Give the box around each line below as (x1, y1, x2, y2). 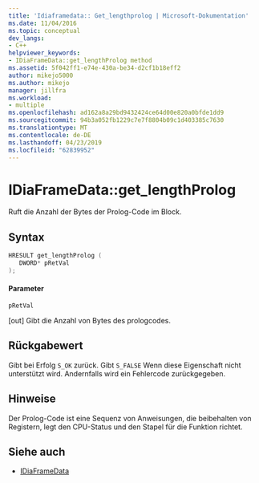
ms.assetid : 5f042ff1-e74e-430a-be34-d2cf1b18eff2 (8, 64, 181, 72)
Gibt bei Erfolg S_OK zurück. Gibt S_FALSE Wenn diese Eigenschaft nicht (8, 360, 242, 370)
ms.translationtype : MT (8, 124, 88, 132)
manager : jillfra (8, 86, 67, 95)
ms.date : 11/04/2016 (8, 19, 78, 27)
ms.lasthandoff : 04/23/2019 (8, 138, 103, 147)
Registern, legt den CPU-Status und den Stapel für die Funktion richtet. (8, 422, 243, 432)
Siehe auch (8, 444, 66, 458)
